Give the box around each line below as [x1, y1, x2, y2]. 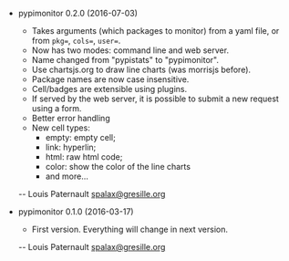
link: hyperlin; [45, 141, 97, 152]
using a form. [31, 103, 82, 113]
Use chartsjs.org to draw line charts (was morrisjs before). [31, 64, 252, 75]
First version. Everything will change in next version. [31, 224, 228, 235]
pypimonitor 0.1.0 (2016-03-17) [17, 206, 134, 217]
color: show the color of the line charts [45, 162, 191, 172]
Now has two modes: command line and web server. [31, 45, 230, 56]
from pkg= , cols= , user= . [31, 36, 121, 46]
